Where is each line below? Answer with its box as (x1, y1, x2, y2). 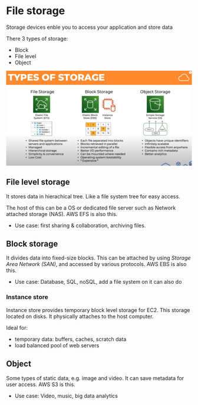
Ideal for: (6, 324, 28, 331)
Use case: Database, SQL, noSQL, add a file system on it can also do (14, 278, 182, 286)
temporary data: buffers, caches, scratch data (14, 336, 127, 343)
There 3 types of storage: (6, 35, 68, 42)
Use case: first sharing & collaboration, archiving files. (14, 222, 146, 229)
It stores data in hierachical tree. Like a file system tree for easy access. (6, 192, 181, 200)
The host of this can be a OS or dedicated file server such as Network (6, 204, 176, 211)
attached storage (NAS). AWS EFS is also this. (6, 210, 118, 217)
